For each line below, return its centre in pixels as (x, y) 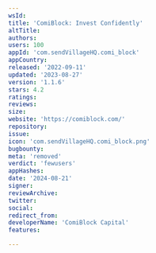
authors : (23, 38)
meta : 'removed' (35, 156)
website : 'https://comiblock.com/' (67, 119)
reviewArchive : (33, 193)
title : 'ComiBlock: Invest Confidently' (76, 23)
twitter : (23, 200)
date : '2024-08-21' (40, 179)
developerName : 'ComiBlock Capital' (68, 223)
